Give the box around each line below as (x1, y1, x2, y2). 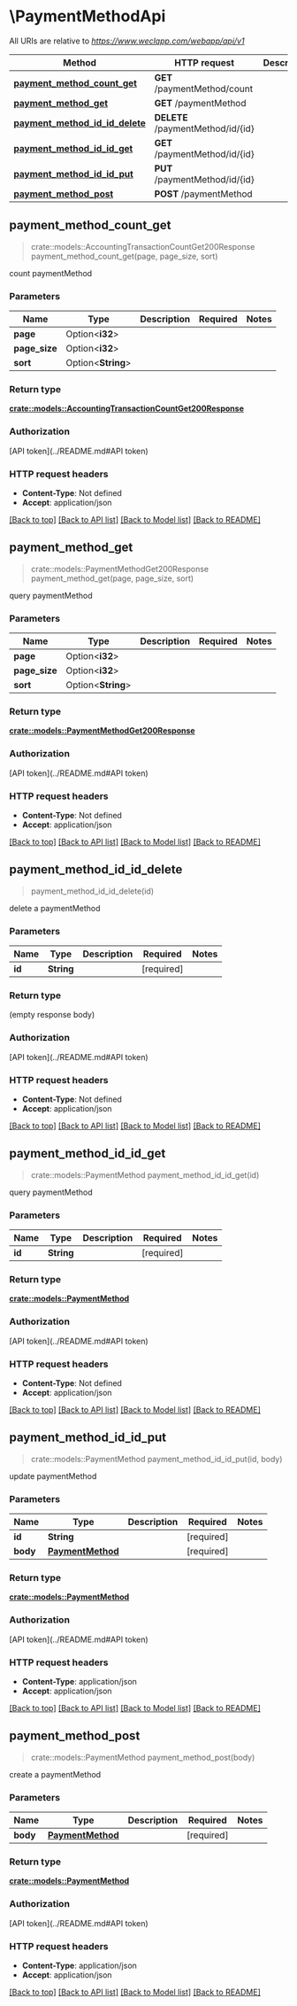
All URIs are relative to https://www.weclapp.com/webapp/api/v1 (9, 35, 245, 46)
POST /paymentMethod (154, 188, 254, 200)
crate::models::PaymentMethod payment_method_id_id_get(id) (30, 1169, 260, 1180)
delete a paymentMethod (9, 902, 101, 913)
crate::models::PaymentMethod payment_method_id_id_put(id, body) (30, 1453, 283, 1464)
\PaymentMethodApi (9, 6, 166, 27)
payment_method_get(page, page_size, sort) (30, 573, 194, 584)
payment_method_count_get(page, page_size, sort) (30, 251, 218, 261)
